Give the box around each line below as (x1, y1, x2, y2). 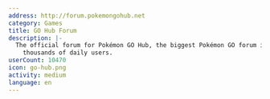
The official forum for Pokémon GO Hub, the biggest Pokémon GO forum (15, 42, 257, 49)
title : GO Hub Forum (8, 26, 78, 34)
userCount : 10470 (8, 57, 67, 65)
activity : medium (8, 71, 67, 79)
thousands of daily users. (22, 49, 113, 57)
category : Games (8, 19, 63, 27)
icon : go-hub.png (8, 64, 67, 72)
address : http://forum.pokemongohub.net (8, 11, 146, 20)
